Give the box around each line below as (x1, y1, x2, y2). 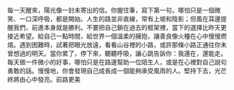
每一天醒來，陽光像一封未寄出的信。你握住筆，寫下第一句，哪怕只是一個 (7, 6, 214, 14)
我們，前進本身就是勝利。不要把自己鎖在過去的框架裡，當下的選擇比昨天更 (13, 24, 227, 31)
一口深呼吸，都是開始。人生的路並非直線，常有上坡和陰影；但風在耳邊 (19, 15, 221, 23)
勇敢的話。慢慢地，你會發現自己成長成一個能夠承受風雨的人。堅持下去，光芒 (7, 66, 227, 75)
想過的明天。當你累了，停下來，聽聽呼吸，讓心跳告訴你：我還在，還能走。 (13, 49, 227, 57)
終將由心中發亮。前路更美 (7, 75, 81, 83)
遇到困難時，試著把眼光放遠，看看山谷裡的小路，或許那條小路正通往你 (19, 41, 221, 48)
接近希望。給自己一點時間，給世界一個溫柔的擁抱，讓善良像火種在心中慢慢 (7, 32, 221, 40)
